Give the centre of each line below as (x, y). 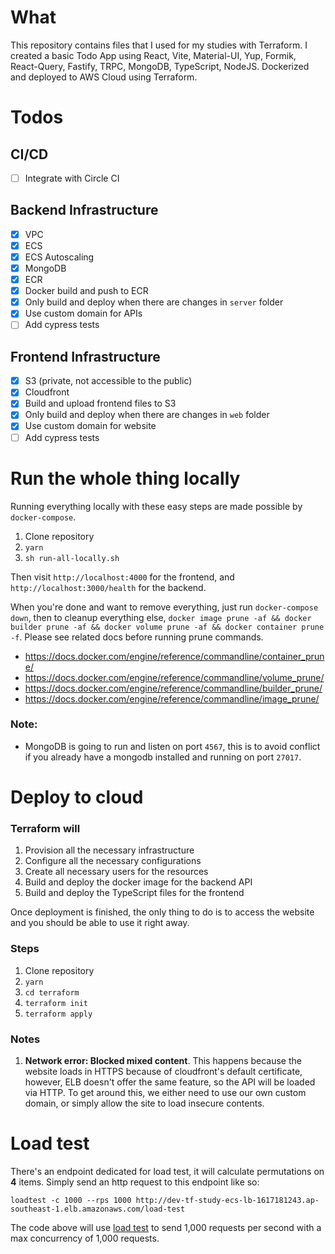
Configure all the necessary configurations (113, 861)
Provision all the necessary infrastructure (109, 850)
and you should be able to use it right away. (100, 923)
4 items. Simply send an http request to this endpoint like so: (135, 1182)
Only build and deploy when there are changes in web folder (147, 415)
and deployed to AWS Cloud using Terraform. (104, 77)
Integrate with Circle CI (72, 178)
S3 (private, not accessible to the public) (108, 381)
